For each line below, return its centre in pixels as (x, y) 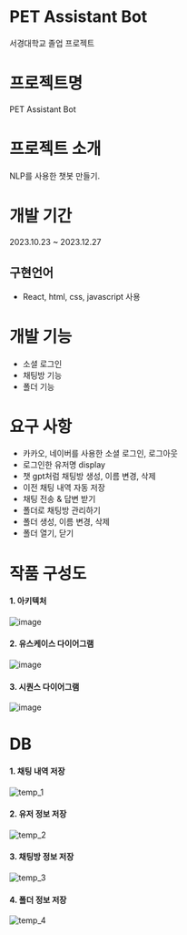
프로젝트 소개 (55, 149)
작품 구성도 (48, 574)
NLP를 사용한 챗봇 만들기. (55, 176)
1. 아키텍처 (28, 601)
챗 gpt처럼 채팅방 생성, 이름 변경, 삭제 (89, 477)
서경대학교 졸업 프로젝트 (52, 43)
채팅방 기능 (42, 375)
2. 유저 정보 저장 (38, 814)
